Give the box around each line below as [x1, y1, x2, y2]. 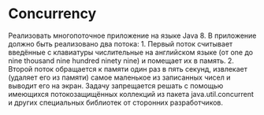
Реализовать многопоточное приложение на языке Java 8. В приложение [8, 31, 257, 40]
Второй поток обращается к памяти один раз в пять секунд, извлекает [8, 64, 248, 73]
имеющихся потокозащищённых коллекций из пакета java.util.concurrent [8, 89, 255, 98]
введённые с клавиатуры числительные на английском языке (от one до [8, 47, 254, 57]
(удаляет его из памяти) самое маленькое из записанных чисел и [8, 72, 231, 82]
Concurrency [8, 5, 97, 23]
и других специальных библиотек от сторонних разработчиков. [8, 98, 223, 107]
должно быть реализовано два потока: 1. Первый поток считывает [8, 39, 233, 48]
